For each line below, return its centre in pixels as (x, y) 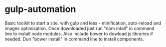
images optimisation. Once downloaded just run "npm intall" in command (80, 28)
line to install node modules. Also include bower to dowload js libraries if (79, 33)
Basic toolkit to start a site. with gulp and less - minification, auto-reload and (83, 23)
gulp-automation (40, 9)
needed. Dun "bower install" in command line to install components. (74, 39)
